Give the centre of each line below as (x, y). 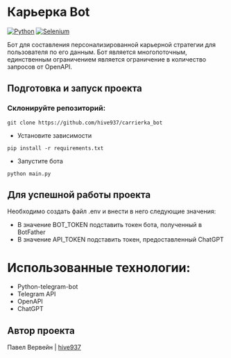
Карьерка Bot (49, 12)
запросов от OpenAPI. (40, 66)
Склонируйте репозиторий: (57, 108)
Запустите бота (40, 161)
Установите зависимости (54, 135)
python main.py (29, 174)
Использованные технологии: (99, 268)
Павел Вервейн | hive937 (44, 348)
